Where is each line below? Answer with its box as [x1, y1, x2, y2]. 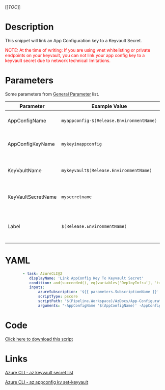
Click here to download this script [5, 336, 73, 342]
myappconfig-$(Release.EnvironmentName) [61, 118, 157, 123]
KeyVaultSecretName [7, 193, 57, 200]
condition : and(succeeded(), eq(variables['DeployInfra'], [29, 280, 153, 285]
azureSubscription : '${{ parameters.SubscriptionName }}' [38, 290, 160, 295]
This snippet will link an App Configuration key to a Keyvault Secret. [5, 37, 142, 43]
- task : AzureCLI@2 [23, 271, 63, 276]
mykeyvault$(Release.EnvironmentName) [61, 167, 152, 173]
